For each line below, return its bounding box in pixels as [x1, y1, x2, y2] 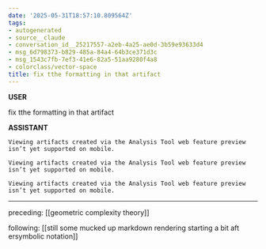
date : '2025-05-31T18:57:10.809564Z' [8, 11, 133, 20]
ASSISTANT [8, 123, 49, 132]
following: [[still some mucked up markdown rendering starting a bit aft [8, 223, 240, 232]
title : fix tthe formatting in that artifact [8, 70, 161, 78]
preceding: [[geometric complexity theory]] [8, 207, 150, 217]
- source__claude [8, 33, 66, 42]
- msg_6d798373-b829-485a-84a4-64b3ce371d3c [8, 48, 158, 56]
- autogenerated [8, 26, 62, 34]
